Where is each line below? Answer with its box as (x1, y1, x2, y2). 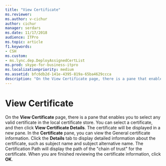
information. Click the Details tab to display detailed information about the (5, 135, 156, 141)
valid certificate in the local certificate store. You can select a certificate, (5, 119, 153, 125)
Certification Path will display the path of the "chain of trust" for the (5, 146, 142, 152)
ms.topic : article (5, 40, 43, 45)
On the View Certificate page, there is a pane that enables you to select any (5, 114, 161, 120)
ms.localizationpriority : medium (5, 67, 74, 72)
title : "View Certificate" (5, 7, 61, 12)
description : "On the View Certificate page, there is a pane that (5, 76, 147, 81)
